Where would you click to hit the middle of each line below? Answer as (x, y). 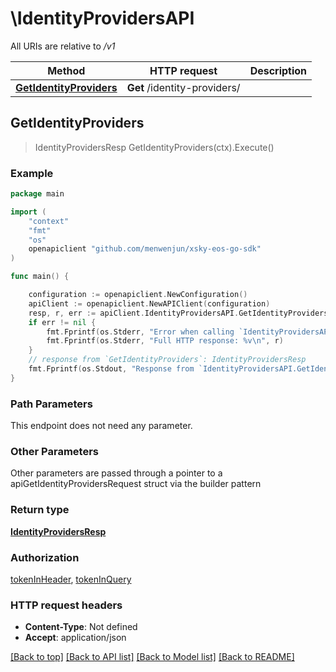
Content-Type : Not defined (81, 627)
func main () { (40, 277)
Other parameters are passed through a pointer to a (116, 473)
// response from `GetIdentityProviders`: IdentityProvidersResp (167, 360)
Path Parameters (51, 404)
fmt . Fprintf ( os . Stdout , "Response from (111, 369)
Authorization (45, 557)
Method (66, 70)
